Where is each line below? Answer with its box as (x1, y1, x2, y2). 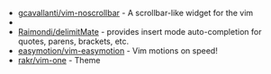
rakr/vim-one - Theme (17, 55, 101, 65)
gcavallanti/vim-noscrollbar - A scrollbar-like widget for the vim (17, 8, 254, 18)
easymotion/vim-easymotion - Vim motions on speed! (17, 45, 218, 56)
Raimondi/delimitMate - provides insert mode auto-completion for (17, 27, 262, 37)
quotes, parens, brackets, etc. (17, 36, 130, 46)
